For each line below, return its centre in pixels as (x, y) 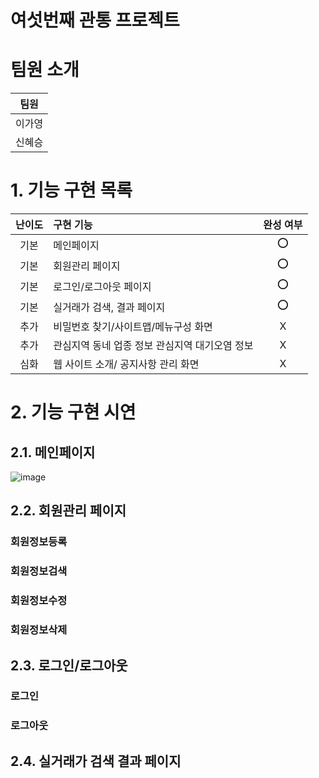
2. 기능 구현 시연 (73, 412)
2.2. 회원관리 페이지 (68, 511)
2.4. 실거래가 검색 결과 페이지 (96, 761)
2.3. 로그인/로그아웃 (69, 665)
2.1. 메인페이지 (53, 452)
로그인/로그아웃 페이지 (102, 286)
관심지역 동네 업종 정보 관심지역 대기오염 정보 (153, 346)
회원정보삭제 (39, 630)
